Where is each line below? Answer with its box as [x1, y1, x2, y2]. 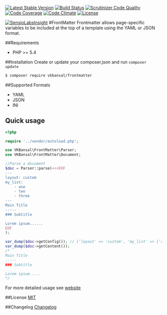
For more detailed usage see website [5, 285, 81, 291]
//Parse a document [5, 161, 46, 166]
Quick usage [5, 117, 45, 125]
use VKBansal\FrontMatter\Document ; [5, 152, 81, 157]
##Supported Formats [5, 82, 51, 88]
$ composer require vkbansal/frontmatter [5, 73, 92, 78]
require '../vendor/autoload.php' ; [5, 139, 79, 144]
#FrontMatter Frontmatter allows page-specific [49, 20, 145, 25]
